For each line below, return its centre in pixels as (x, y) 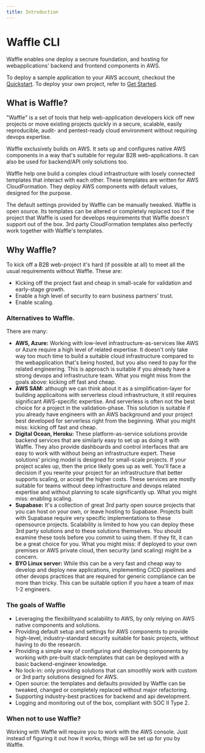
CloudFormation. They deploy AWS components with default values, (92, 187)
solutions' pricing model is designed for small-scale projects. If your (101, 460)
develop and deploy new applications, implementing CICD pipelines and (106, 570)
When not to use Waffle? (44, 718)
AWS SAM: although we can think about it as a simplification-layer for (103, 388)
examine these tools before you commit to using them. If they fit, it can (104, 538)
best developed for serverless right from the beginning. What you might (105, 421)
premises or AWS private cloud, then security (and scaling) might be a (103, 551)
